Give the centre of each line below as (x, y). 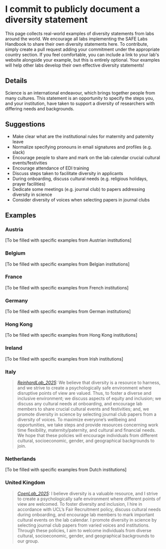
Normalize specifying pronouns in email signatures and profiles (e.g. (82, 147)
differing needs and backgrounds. (40, 108)
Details (16, 81)
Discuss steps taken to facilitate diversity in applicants (68, 173)
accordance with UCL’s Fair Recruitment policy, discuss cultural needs (89, 509)
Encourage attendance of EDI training (51, 168)
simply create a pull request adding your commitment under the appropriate (83, 49)
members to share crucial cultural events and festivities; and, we (83, 409)
